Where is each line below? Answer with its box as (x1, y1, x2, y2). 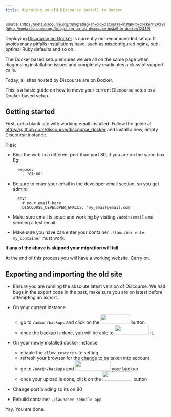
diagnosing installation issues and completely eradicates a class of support (5, 61, 164, 67)
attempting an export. (12, 294, 59, 301)
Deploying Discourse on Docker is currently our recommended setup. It (5, 35, 156, 41)
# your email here (22, 201, 61, 206)
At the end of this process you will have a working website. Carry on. (5, 255, 151, 261)
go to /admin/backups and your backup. (20, 366, 140, 372)
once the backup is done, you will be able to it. (20, 330, 155, 336)
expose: (17, 167, 34, 172)
